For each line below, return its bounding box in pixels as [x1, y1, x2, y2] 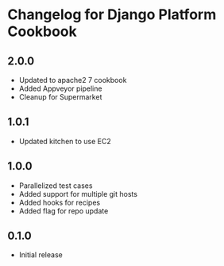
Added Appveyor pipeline [18, 84, 102, 93]
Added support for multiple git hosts [18, 189, 138, 198]
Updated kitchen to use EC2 [18, 136, 112, 146]
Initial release [18, 250, 63, 260]
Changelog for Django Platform [7, 6, 217, 24]
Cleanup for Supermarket [18, 92, 102, 101]
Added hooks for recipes [18, 198, 101, 207]
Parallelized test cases [18, 181, 93, 190]
